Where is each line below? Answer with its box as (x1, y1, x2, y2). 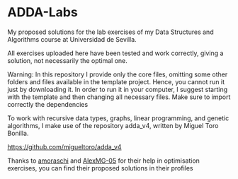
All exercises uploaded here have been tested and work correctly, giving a (7, 49, 224, 57)
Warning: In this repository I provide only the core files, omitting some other (7, 70, 228, 79)
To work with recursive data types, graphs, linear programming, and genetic (7, 114, 229, 122)
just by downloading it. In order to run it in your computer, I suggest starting (7, 85, 228, 93)
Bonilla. (7, 129, 29, 137)
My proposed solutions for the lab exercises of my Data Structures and (7, 28, 214, 36)
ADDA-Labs (7, 4, 78, 21)
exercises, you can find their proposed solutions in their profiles (7, 163, 193, 172)
